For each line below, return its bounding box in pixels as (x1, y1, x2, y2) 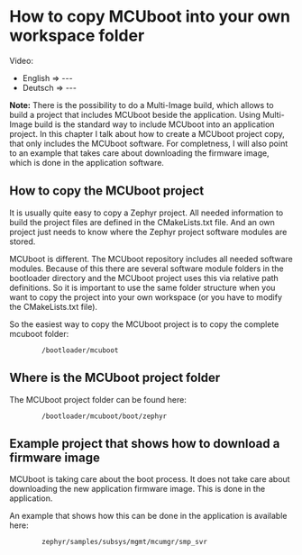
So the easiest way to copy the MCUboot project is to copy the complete (9, 318, 279, 330)
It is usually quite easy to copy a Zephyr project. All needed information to (9, 207, 284, 218)
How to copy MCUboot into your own (9, 6, 291, 27)
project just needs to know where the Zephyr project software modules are (9, 226, 288, 237)
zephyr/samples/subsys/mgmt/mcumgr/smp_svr (41, 538, 207, 547)
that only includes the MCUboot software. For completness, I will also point (9, 138, 288, 149)
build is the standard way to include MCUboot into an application (34, 119, 275, 130)
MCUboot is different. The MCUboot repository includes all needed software (9, 253, 293, 264)
